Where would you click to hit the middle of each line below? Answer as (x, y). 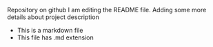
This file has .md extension (55, 37)
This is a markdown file (50, 30)
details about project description (53, 17)
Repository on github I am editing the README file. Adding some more (107, 10)
